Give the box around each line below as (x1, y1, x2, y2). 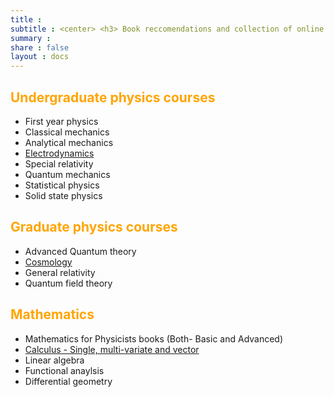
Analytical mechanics (24, 136, 114, 148)
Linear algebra (24, 354, 85, 366)
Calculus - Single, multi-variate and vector (24, 343, 200, 355)
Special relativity (24, 157, 94, 170)
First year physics (24, 115, 99, 127)
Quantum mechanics (24, 168, 111, 180)
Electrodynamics (24, 147, 95, 159)
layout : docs (10, 52, 70, 62)
